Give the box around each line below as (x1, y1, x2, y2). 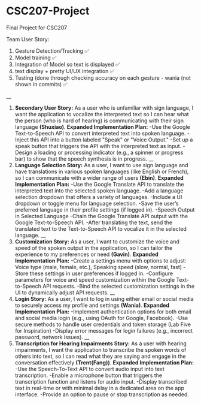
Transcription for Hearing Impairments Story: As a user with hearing (14, 340, 187, 347)
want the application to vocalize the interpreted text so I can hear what (14, 110, 190, 117)
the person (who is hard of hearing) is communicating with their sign (14, 117, 184, 124)
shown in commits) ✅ (14, 80, 68, 88)
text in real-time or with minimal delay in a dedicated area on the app (14, 384, 184, 391)
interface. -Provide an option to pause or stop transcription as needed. (14, 391, 190, 398)
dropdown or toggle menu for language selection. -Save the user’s (14, 200, 179, 207)
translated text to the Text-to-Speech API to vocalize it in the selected (14, 225, 187, 232)
